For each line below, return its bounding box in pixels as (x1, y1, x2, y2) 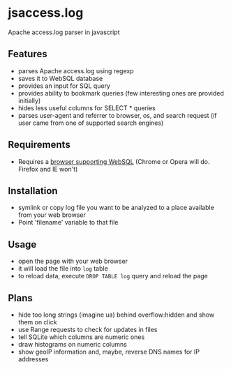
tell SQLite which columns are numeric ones (17, 333, 145, 341)
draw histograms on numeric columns (17, 340, 128, 348)
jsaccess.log (8, 5, 84, 21)
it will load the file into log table (17, 264, 109, 273)
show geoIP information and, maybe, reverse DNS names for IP (17, 347, 200, 356)
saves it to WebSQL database (17, 74, 103, 82)
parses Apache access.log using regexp (17, 66, 134, 75)
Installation (8, 185, 58, 197)
